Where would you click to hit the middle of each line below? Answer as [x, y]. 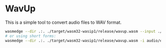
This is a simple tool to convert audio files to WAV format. [63, 22]
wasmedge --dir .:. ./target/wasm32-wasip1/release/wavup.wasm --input [80, 31]
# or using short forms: [31, 36]
